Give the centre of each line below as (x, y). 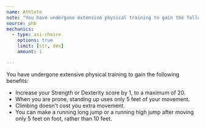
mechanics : (20, 29)
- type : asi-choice (37, 35)
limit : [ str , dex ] (41, 46)
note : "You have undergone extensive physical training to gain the (95, 18)
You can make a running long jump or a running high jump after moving (104, 112)
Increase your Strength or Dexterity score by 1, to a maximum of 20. (100, 93)
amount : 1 (30, 52)
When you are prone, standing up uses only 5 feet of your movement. (103, 99)
